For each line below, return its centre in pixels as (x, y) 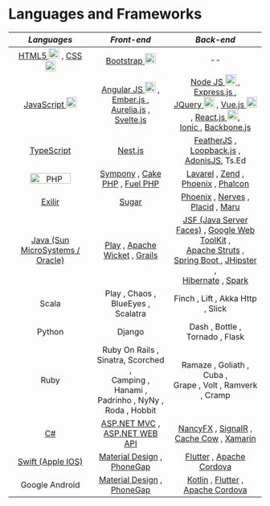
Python (50, 331)
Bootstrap (124, 61)
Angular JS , (131, 89)
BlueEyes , (131, 303)
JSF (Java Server (215, 220)
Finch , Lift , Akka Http (215, 298)
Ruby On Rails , (131, 350)
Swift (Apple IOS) (50, 462)
